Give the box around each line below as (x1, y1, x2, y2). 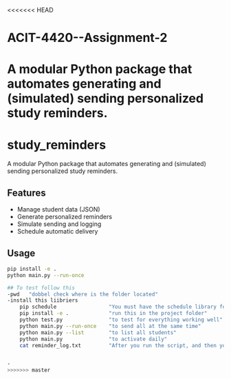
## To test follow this (7, 284, 76, 291)
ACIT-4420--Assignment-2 (7, 30, 168, 45)
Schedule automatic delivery (16, 227, 98, 236)
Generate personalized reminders (16, 213, 112, 221)
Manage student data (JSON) (16, 205, 101, 214)
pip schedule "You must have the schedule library (19, 303, 217, 311)
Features (7, 187, 46, 198)
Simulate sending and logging (16, 220, 102, 228)
